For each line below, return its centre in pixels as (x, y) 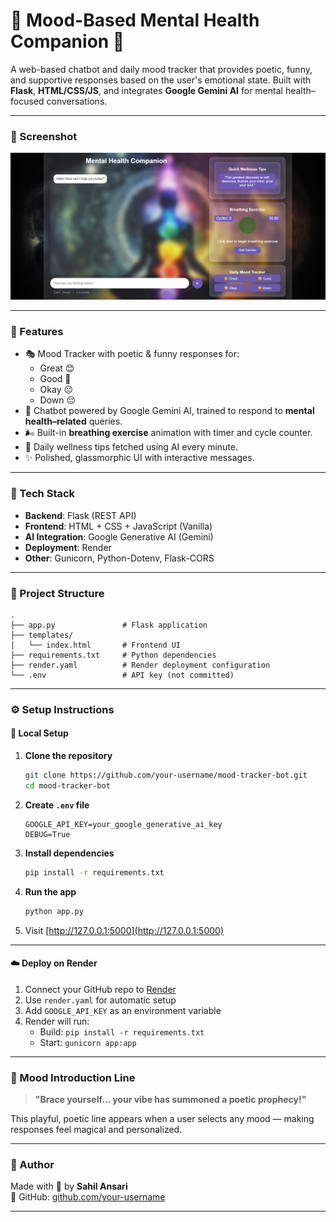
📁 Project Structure (57, 593)
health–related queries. (73, 421)
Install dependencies (69, 853)
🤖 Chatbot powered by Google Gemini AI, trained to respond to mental (169, 411)
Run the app (50, 891)
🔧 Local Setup (39, 733)
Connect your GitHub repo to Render (100, 989)
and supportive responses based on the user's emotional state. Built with (161, 80)
